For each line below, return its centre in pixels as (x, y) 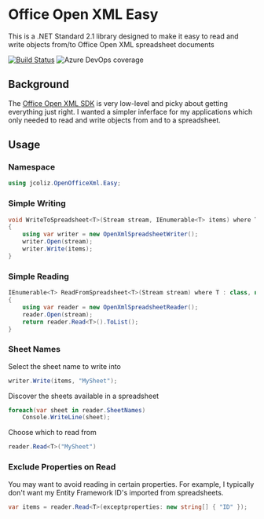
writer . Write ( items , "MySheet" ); (63, 381)
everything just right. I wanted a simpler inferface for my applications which (130, 111)
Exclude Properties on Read (62, 467)
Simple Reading (38, 276)
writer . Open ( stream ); (57, 242)
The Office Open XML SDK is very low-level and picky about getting (118, 103)
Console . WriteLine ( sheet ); (66, 418)
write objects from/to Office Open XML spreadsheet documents (111, 44)
